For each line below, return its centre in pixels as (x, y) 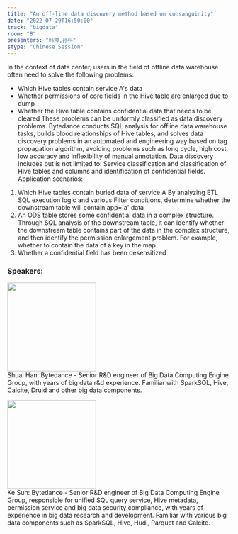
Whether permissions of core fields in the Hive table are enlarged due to (123, 96)
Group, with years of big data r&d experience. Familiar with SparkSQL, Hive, (118, 383)
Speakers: (25, 271)
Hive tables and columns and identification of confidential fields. (112, 171)
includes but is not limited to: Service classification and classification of (122, 163)
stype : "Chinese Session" (45, 47)
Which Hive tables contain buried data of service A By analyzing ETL (118, 193)
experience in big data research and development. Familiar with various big (117, 516)
